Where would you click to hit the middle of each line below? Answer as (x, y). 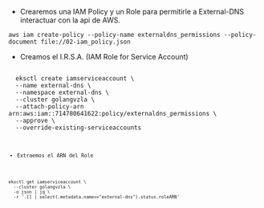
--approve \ (36, 120)
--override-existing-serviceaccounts (79, 128)
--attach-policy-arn (50, 107)
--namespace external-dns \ (63, 92)
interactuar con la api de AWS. (70, 20)
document (23, 42)
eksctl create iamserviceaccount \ (75, 79)
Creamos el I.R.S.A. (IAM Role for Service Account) (104, 57)
